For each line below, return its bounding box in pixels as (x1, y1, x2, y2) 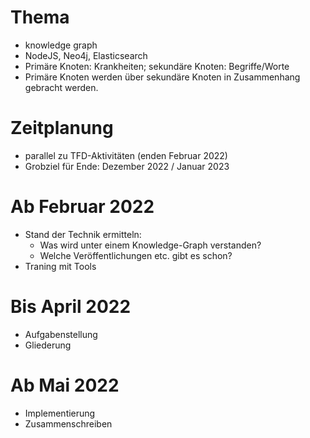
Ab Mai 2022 (10, 374, 120, 396)
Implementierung (24, 407, 96, 419)
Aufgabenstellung (24, 328, 98, 340)
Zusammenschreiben (24, 417, 113, 430)
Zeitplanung (10, 117, 114, 140)
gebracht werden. (24, 81, 99, 93)
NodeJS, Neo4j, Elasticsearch (24, 49, 148, 61)
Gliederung (24, 339, 72, 351)
